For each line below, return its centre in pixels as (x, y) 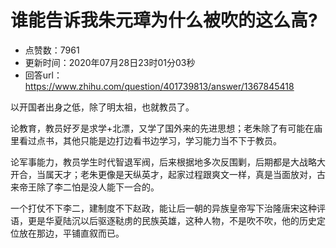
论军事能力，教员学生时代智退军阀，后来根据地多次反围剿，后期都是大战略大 (168, 162)
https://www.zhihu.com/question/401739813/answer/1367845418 (159, 86)
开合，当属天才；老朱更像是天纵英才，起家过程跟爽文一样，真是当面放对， (163, 174)
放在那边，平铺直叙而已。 (71, 233)
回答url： (43, 75)
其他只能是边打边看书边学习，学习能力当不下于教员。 (172, 140)
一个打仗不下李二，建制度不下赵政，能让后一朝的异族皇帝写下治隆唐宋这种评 (168, 208)
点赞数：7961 (52, 50)
